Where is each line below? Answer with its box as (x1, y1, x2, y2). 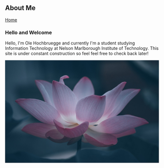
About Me (5, 4, 36, 12)
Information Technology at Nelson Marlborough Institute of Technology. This (5, 45, 159, 51)
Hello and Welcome (5, 29, 52, 36)
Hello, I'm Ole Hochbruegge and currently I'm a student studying (5, 40, 135, 46)
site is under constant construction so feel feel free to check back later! (5, 51, 149, 57)
